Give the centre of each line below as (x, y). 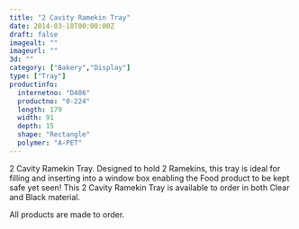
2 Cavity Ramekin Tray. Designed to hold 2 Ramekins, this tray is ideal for (145, 168)
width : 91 (36, 118)
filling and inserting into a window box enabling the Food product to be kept (149, 178)
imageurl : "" (34, 51)
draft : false (34, 34)
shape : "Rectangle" (54, 135)
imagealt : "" (34, 43)
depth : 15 (36, 127)
